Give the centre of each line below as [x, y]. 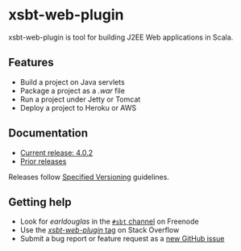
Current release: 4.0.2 [56, 153]
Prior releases [43, 161]
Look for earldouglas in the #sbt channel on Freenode [109, 222]
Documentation [48, 134]
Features [31, 63]
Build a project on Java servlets [72, 82]
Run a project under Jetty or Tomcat [80, 99]
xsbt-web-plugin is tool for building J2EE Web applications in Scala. [121, 37]
